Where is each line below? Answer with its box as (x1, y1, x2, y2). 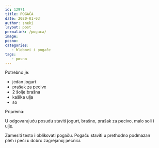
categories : (5, 43, 29, 48)
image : (5, 34, 18, 39)
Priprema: (5, 109, 25, 115)
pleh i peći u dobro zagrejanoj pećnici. (5, 138, 81, 144)
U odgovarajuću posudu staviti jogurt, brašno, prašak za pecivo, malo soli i (5, 118, 154, 124)
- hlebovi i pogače (11, 47, 51, 52)
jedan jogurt (12, 79, 36, 85)
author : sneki (5, 20, 34, 26)
